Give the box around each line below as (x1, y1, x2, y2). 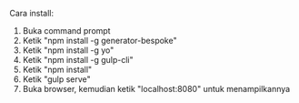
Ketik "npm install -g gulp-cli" (22, 55, 134, 65)
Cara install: (9, 8, 55, 18)
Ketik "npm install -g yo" (22, 45, 115, 56)
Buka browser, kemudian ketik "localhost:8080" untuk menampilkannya (22, 84, 291, 94)
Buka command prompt (22, 26, 111, 36)
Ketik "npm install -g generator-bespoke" (22, 36, 177, 46)
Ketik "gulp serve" (22, 74, 91, 85)
